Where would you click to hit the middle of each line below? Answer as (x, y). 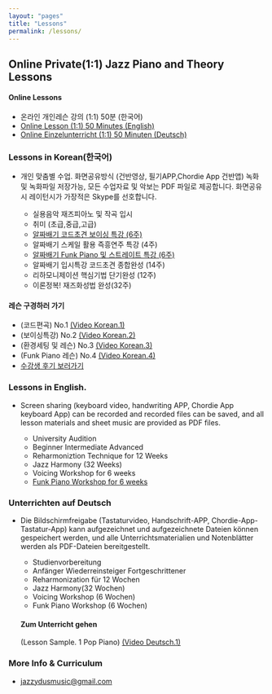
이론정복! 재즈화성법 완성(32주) (82, 285)
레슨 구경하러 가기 (37, 305)
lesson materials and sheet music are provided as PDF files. (121, 422)
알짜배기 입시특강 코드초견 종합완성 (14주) (99, 265)
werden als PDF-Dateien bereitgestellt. (85, 547)
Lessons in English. (48, 388)
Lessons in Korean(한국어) (60, 157)
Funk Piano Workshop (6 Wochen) (90, 606)
